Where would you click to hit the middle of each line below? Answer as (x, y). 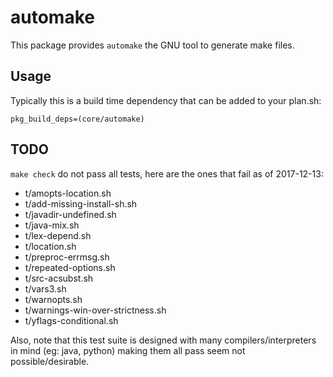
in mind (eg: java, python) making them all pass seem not (128, 350)
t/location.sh (50, 246)
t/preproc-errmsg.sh (67, 257)
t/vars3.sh (45, 288)
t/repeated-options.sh (70, 267)
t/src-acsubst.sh (59, 278)
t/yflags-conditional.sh (71, 320)
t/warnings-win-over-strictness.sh (95, 310)
